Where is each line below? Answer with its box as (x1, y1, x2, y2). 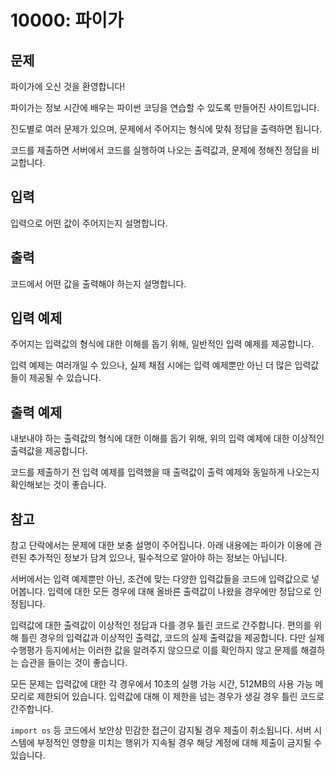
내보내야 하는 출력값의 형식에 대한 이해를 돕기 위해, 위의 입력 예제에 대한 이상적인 (10, 432, 325, 445)
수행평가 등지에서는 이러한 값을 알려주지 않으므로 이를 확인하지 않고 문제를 (10, 644, 299, 656)
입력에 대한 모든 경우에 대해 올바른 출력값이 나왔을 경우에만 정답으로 (47, 586, 312, 598)
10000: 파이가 (10, 9, 124, 32)
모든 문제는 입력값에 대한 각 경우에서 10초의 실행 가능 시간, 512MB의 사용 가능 (10, 678, 313, 690)
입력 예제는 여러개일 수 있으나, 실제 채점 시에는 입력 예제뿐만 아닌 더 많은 (10, 359, 293, 371)
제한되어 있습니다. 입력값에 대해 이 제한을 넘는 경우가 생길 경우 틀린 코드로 (36, 691, 325, 703)
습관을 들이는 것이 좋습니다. (20, 657, 128, 669)
